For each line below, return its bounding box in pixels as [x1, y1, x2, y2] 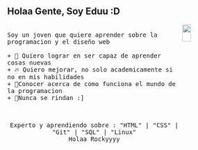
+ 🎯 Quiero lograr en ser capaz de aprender [7, 51, 162, 60]
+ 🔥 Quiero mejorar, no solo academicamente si [7, 65, 174, 74]
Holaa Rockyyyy [68, 135, 120, 143]
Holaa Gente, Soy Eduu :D [7, 6, 120, 17]
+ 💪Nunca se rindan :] [7, 94, 85, 101]
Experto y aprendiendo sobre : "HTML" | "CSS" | [10, 121, 179, 129]
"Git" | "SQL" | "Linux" [51, 128, 137, 136]
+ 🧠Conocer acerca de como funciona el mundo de [7, 80, 176, 87]
